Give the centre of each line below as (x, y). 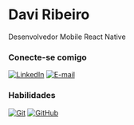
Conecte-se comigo (48, 57)
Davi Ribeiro (49, 15)
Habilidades (32, 96)
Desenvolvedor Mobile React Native (67, 37)
